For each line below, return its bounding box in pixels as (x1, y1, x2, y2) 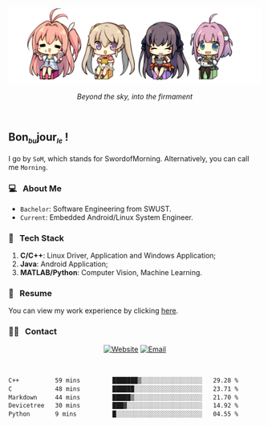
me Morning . (8, 162, 48, 172)
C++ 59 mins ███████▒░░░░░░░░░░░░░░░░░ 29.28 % (8, 376, 239, 384)
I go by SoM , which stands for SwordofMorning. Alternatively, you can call (8, 153, 250, 163)
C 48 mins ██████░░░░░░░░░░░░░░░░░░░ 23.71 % (8, 384, 239, 393)
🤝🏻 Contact (8, 326, 58, 337)
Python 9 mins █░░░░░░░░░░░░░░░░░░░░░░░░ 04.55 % (8, 410, 239, 419)
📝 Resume (8, 288, 52, 299)
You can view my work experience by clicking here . (8, 306, 179, 315)
